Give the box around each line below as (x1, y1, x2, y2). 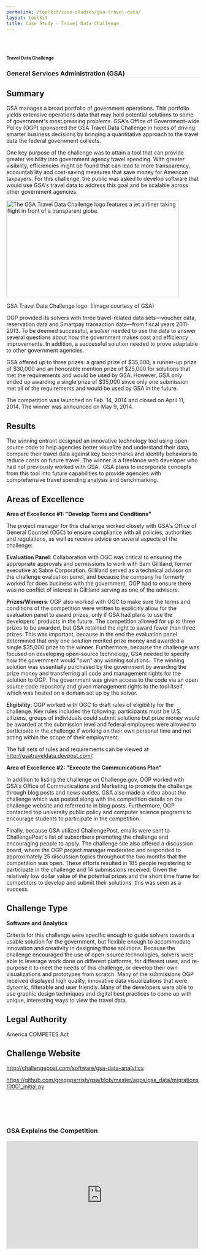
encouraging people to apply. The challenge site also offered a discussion (6, 840, 193, 847)
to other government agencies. (6, 347, 85, 354)
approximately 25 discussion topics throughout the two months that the (6, 853, 187, 860)
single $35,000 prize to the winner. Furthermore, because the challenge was (6, 644, 200, 650)
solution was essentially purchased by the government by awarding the (6, 663, 187, 670)
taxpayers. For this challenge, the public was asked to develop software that (6, 175, 199, 183)
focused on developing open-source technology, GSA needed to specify (6, 650, 190, 657)
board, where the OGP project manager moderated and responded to (6, 847, 181, 853)
